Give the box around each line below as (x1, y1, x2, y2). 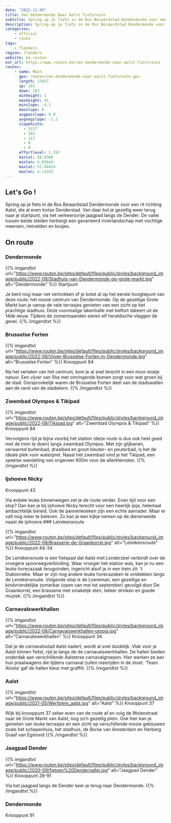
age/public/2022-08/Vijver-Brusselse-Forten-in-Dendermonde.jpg (5, 354, 145, 360)
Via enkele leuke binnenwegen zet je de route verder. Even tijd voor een (5, 497, 156, 503)
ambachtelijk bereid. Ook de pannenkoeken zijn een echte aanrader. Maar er (5, 508, 166, 514)
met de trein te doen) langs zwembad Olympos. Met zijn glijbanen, (5, 441, 145, 447)
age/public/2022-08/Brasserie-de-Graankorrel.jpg (5, 539, 111, 546)
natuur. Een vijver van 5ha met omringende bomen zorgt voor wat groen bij (5, 374, 163, 381)
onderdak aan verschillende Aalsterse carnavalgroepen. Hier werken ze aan (5, 654, 164, 661)
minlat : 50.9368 (18, 155, 53, 160)
